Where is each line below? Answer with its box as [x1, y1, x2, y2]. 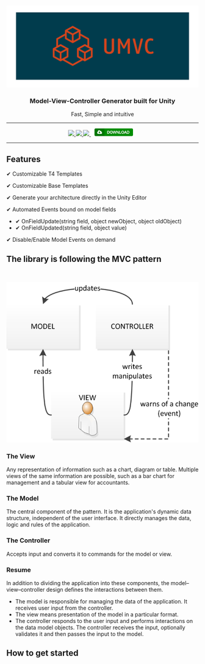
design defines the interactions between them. [46, 586, 164, 594]
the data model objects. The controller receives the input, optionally [15, 624, 185, 632]
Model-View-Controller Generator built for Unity [29, 97, 176, 105]
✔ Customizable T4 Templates [6, 170, 82, 177]
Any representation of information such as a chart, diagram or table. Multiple [6, 466, 199, 473]
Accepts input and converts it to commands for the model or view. [6, 550, 173, 558]
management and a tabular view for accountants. [6, 479, 130, 487]
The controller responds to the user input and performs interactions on [15, 617, 193, 625]
